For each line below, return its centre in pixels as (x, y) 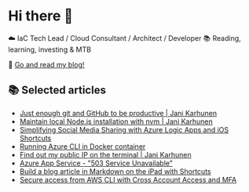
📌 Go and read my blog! (46, 64)
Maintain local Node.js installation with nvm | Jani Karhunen (116, 121)
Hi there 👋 (40, 16)
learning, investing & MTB (50, 49)
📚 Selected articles (57, 91)
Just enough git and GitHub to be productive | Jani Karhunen (118, 113)
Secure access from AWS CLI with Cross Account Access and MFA (128, 179)
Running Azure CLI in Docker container (82, 146)
